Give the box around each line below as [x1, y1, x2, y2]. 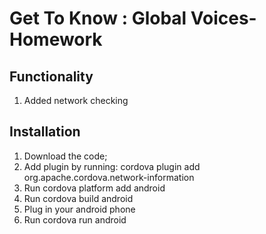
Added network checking [23, 95, 129, 106]
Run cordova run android [23, 213, 127, 226]
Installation [9, 123, 81, 141]
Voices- [190, 7, 257, 30]
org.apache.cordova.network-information [23, 171, 195, 183]
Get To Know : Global [9, 7, 187, 30]
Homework [9, 28, 103, 51]
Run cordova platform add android [23, 182, 166, 194]
